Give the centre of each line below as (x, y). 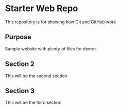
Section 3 (20, 91)
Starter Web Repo (42, 8)
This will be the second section (36, 76)
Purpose (18, 37)
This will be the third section (33, 103)
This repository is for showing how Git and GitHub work (60, 22)
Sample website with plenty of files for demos (51, 48)
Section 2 (20, 64)
